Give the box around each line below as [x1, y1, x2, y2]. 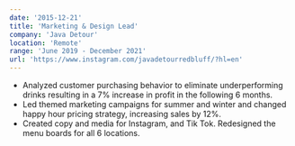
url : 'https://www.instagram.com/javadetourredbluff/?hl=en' [9, 55, 244, 64]
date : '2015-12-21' [9, 13, 83, 23]
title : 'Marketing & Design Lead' [9, 22, 139, 31]
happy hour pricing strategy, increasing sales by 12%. [22, 109, 222, 119]
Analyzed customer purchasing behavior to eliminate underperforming [22, 80, 283, 90]
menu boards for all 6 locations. [22, 128, 141, 138]
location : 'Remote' [9, 38, 83, 48]
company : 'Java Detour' [9, 30, 99, 39]
